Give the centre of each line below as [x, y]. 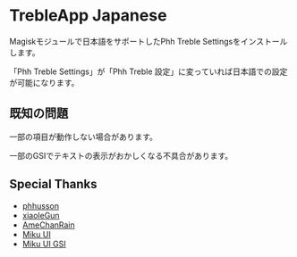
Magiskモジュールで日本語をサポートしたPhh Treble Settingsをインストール [148, 41]
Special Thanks [53, 184]
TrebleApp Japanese [88, 16]
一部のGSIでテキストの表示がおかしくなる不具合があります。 [121, 155]
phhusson [41, 205]
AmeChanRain [48, 225]
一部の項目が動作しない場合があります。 [84, 137]
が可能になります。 [44, 82]
